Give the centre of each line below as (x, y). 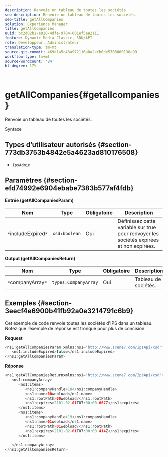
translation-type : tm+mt (31, 47)
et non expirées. (137, 246)
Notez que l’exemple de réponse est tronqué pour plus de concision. (75, 328)
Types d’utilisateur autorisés (51, 145)
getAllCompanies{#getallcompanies (82, 95)
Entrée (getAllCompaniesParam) (39, 200)
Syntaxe (14, 129)
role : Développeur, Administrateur (42, 43)
